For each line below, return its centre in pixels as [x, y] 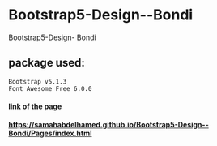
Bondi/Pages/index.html [50, 133]
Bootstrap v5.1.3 [38, 82]
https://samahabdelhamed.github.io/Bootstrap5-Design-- [108, 124]
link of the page [35, 106]
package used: [47, 63]
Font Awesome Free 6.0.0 [50, 88]
